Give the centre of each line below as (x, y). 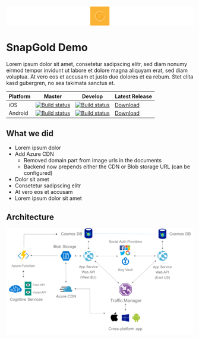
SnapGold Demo (47, 48)
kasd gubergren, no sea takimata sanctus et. (61, 83)
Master (53, 96)
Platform (20, 96)
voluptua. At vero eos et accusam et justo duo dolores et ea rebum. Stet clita (100, 77)
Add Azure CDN (34, 154)
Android (18, 113)
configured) (38, 173)
